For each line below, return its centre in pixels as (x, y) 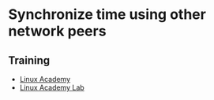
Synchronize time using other (107, 15)
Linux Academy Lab (52, 87)
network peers (57, 31)
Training (29, 60)
